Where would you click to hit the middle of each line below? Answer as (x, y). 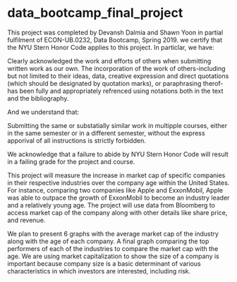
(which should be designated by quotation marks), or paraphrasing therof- (115, 83)
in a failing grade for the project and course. (71, 161)
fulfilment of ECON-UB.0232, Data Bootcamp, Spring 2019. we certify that (115, 39)
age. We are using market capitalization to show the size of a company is (114, 256)
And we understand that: (43, 112)
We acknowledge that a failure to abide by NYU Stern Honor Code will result (118, 154)
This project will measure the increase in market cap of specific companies (116, 175)
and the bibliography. (38, 98)
